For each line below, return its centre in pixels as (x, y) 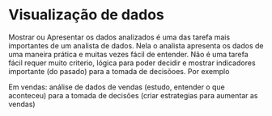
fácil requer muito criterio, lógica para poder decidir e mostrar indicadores (132, 63)
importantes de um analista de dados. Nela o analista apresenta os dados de (136, 45)
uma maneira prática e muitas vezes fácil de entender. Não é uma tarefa (128, 54)
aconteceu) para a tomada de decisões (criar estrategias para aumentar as (133, 95)
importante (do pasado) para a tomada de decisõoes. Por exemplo (119, 71)
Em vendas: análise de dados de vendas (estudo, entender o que (117, 87)
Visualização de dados (86, 15)
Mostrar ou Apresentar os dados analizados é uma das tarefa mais (119, 37)
